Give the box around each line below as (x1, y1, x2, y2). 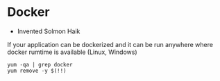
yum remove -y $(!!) (7, 67, 67, 74)
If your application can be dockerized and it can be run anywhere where (7, 40, 214, 48)
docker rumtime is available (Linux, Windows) (7, 48, 137, 56)
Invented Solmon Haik (17, 27, 81, 35)
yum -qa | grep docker (7, 61, 73, 68)
